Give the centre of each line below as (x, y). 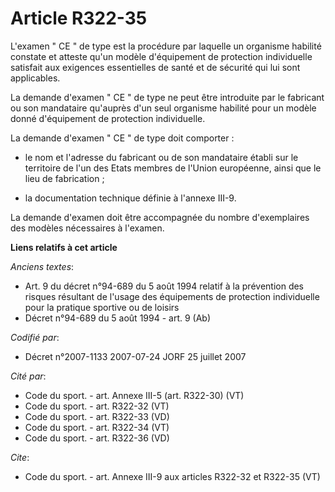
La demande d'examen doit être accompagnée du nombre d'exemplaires (160, 217)
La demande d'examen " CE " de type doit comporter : (122, 138)
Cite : (20, 457)
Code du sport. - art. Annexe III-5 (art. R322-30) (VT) (134, 395)
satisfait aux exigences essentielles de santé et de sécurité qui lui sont (155, 67)
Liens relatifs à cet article (64, 247)
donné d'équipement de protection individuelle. (108, 118)
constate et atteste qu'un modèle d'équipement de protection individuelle (161, 56)
